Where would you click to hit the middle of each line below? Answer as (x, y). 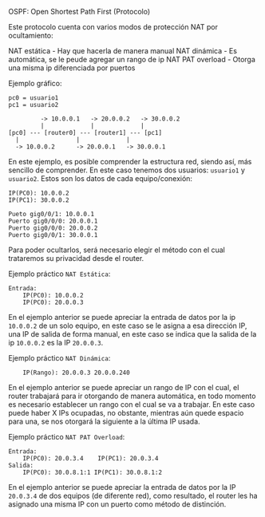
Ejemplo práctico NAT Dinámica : (59, 358)
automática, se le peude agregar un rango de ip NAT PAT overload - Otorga (132, 59)
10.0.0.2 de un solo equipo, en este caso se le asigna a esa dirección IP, (128, 326)
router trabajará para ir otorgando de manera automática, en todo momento (132, 396)
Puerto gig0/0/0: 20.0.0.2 (53, 228)
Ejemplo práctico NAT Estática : (59, 274)
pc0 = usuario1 (34, 98)
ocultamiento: (31, 36)
